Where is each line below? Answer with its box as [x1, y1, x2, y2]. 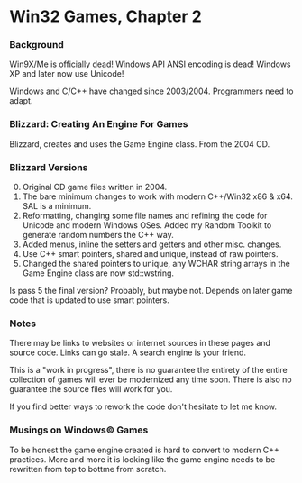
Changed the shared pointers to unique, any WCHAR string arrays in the [22, 259, 290, 269]
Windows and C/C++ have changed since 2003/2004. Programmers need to [9, 86, 294, 96]
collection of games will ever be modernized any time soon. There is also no [9, 374, 292, 385]
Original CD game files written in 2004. [22, 182, 168, 193]
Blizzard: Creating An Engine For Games [9, 118, 188, 131]
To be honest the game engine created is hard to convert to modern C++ [9, 444, 279, 455]
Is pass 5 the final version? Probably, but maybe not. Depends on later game [9, 286, 293, 296]
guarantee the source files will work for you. [9, 384, 173, 395]
